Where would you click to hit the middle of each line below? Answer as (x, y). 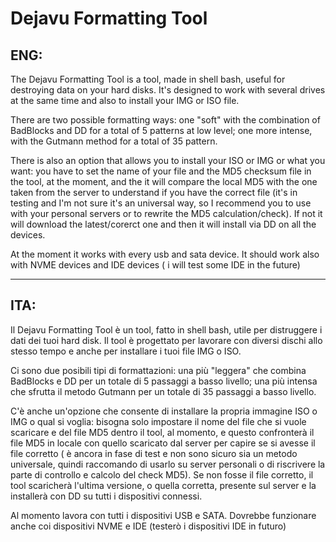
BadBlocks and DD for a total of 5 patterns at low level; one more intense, (161, 130)
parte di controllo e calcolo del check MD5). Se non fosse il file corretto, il (162, 474)
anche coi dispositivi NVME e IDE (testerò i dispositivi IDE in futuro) (148, 526)
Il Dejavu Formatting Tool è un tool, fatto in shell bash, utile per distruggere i (166, 329)
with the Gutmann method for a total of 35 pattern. (114, 141)
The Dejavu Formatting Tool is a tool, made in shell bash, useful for (148, 79)
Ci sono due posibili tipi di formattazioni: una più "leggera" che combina (158, 370)
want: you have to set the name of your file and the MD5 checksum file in (161, 171)
